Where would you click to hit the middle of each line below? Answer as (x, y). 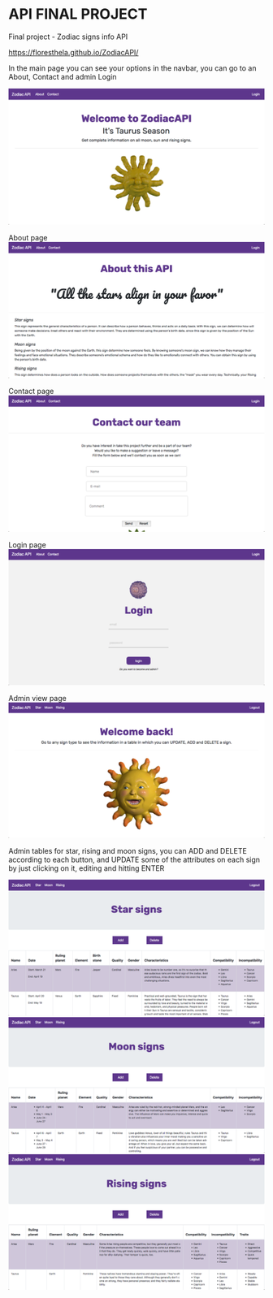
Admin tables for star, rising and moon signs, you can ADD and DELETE (128, 851)
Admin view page (37, 698)
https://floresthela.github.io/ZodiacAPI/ (74, 52)
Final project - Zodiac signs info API (68, 37)
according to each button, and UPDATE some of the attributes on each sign (134, 860)
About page (28, 238)
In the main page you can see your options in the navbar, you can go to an (132, 68)
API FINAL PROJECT (78, 14)
